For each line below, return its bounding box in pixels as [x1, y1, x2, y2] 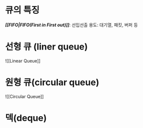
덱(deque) [5, 113, 47, 124]
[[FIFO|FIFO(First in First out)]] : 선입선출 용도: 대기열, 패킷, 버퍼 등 [5, 22, 138, 28]
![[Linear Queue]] [5, 58, 41, 64]
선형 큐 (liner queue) [5, 41, 88, 53]
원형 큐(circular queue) [5, 77, 100, 88]
